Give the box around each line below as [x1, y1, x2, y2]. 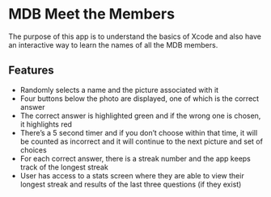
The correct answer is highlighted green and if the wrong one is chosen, [19, 111, 261, 120]
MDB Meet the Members [8, 5, 176, 23]
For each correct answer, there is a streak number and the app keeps [19, 153, 251, 163]
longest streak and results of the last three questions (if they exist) [19, 179, 242, 189]
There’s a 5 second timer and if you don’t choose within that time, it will [19, 128, 258, 137]
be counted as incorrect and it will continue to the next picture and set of [19, 136, 263, 146]
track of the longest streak [19, 162, 109, 172]
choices [19, 145, 47, 154]
